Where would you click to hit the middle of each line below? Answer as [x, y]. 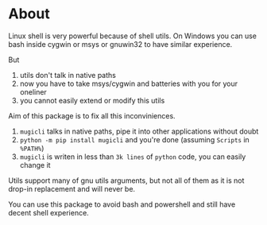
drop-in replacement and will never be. [72, 188]
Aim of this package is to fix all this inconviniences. [92, 115]
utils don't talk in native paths [68, 75]
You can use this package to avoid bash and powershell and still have [122, 204]
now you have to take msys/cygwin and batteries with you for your [129, 83]
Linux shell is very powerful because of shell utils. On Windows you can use [132, 36]
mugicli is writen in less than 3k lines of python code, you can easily [133, 157]
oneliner [33, 91]
